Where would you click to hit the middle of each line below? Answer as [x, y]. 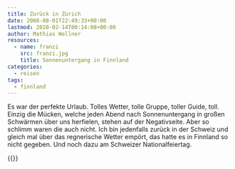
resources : [23, 40]
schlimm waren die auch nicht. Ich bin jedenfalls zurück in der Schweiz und [118, 129]
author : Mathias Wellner [44, 34]
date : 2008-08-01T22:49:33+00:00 [57, 21]
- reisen [27, 73]
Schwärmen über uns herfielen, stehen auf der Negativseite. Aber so [109, 122]
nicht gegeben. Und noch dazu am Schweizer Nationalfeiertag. [100, 145]
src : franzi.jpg [45, 54]
